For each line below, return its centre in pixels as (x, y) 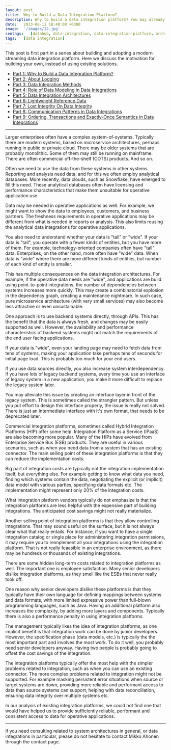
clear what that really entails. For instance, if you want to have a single (79, 531)
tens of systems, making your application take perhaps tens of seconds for (84, 353)
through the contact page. (33, 741)
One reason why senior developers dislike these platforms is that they (78, 589)
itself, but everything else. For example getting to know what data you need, (85, 474)
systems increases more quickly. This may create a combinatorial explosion (84, 290)
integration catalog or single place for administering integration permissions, (85, 537)
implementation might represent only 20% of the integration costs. (75, 490)
